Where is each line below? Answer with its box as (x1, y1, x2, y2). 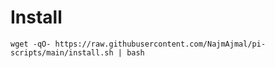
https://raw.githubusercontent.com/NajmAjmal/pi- (54, 39, 267, 49)
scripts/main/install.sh (10, 47, 114, 58)
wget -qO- (10, 39, 52, 49)
